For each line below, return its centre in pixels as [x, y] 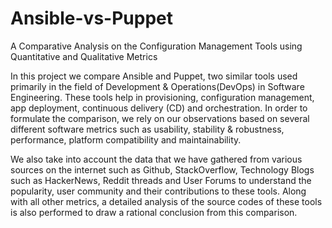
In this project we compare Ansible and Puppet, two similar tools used [154, 76]
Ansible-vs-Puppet [91, 18]
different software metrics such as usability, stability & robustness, [147, 129]
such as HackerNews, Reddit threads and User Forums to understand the [161, 180]
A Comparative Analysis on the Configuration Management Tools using [156, 46]
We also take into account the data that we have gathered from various [156, 159]
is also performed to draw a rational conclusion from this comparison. [154, 212]
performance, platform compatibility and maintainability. [126, 139]
